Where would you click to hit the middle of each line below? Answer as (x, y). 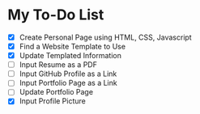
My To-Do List (56, 15)
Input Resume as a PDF (58, 65)
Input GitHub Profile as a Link (68, 74)
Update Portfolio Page (56, 92)
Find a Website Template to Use (72, 46)
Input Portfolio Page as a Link (68, 83)
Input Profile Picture (53, 101)
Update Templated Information (70, 56)
